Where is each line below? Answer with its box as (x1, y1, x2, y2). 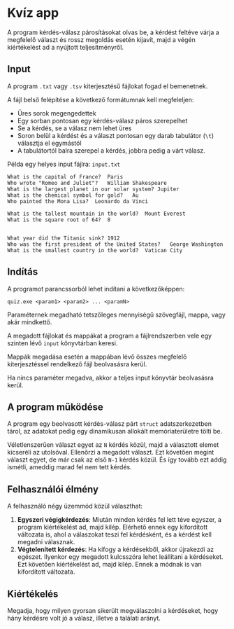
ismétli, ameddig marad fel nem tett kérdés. (7, 463, 132, 471)
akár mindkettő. (7, 317, 52, 326)
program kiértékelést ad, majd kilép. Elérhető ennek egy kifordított (17, 523, 208, 532)
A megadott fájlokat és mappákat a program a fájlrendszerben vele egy (7, 331, 212, 340)
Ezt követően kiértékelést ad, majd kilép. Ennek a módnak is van (17, 560, 203, 569)
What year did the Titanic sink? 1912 (7, 235, 120, 242)
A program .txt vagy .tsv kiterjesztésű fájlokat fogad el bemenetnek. (7, 82, 208, 90)
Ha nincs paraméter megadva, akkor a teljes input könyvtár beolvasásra (7, 373, 214, 382)
